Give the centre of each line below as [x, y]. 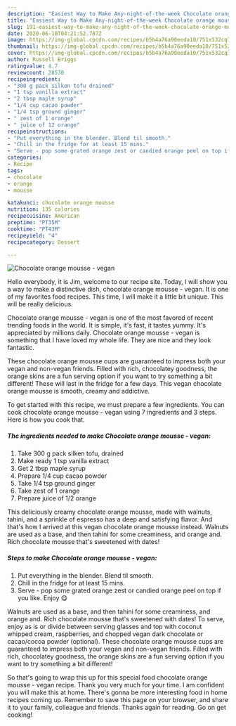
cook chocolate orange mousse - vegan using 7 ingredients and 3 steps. [112, 413]
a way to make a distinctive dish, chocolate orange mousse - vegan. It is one [118, 290]
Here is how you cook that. [46, 420]
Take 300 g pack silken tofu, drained [71, 453]
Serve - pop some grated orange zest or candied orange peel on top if [119, 590]
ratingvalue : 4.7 [33, 66]
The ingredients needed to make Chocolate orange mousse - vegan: [109, 436]
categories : [25, 158]
